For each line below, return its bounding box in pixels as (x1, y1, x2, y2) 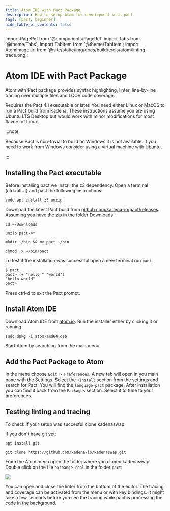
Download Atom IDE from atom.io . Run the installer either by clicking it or (5, 318, 158, 324)
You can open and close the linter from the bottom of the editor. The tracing (5, 484, 164, 490)
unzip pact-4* (5, 231, 36, 236)
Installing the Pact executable (5, 168, 102, 177)
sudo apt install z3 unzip (5, 197, 63, 203)
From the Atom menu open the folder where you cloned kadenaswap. (5, 459, 151, 465)
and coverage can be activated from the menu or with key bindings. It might (5, 489, 164, 495)
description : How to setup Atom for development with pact (5, 12, 133, 17)
